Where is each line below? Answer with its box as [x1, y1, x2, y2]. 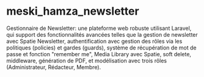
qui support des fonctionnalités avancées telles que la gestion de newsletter [6, 31, 199, 38]
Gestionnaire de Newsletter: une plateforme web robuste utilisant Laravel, [6, 24, 192, 32]
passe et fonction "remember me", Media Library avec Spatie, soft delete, [6, 50, 191, 57]
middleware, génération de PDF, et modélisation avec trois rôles [6, 57, 167, 64]
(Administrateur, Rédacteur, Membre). [6, 63, 101, 71]
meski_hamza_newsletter [6, 4, 139, 18]
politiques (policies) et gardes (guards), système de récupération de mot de [6, 44, 197, 51]
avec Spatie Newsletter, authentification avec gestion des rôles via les [6, 37, 183, 45]
